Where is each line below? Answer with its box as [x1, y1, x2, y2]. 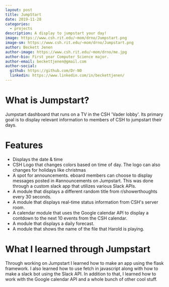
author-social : [5, 63, 37, 68]
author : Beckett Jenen [5, 45, 53, 50]
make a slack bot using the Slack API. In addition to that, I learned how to [5, 270, 156, 277]
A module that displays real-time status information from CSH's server [12, 199, 158, 205]
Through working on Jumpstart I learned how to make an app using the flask [5, 260, 164, 266]
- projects [10, 26, 33, 31]
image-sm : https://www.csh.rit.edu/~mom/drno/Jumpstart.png [5, 40, 134, 45]
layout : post [5, 7, 33, 13]
